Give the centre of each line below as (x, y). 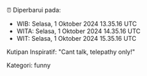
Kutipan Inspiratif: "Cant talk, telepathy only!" (71, 52)
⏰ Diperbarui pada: (34, 10)
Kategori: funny (29, 65)
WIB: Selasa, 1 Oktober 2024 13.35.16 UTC (77, 24)
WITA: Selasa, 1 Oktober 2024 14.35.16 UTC (78, 31)
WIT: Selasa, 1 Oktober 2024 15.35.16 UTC (76, 38)
